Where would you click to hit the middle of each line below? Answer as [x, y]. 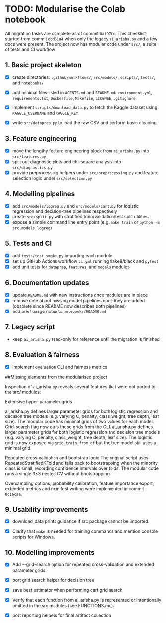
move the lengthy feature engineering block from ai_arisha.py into [81, 151]
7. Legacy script [30, 327]
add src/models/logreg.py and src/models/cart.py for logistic [75, 206]
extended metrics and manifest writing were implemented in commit [75, 488]
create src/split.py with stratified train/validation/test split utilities [80, 216]
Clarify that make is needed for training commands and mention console [85, 531]
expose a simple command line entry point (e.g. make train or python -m [86, 222]
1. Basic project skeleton [43, 65]
